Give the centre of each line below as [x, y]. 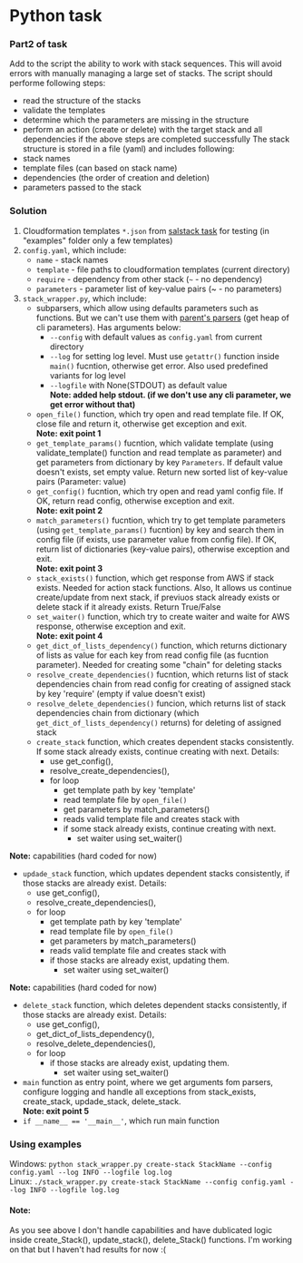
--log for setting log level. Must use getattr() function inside [164, 356]
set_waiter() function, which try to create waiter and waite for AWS [163, 616]
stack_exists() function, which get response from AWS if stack [155, 578]
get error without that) [93, 404]
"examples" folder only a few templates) [98, 240]
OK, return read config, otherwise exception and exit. [135, 501]
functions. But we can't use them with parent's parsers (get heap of [163, 318]
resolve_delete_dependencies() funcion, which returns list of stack [161, 703]
